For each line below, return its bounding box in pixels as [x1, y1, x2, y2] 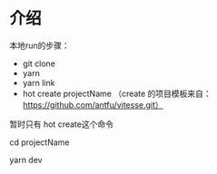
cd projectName [9, 137, 70, 148]
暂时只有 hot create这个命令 [9, 119, 113, 130]
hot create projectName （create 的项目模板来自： [22, 88, 212, 99]
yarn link [22, 77, 55, 88]
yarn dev [9, 154, 43, 165]
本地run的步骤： [9, 40, 70, 51]
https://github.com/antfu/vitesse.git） [22, 99, 163, 110]
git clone [22, 58, 56, 69]
